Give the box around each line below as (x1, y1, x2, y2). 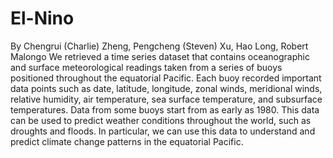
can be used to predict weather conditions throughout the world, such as (10, 114, 312, 126)
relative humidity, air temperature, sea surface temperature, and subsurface (10, 93, 323, 105)
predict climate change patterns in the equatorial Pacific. (10, 135, 244, 147)
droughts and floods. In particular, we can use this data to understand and (10, 125, 316, 137)
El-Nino (10, 7, 75, 30)
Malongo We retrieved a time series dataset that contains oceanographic (10, 50, 310, 62)
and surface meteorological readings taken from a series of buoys (10, 61, 283, 73)
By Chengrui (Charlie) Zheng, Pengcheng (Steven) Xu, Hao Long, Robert (10, 40, 309, 52)
